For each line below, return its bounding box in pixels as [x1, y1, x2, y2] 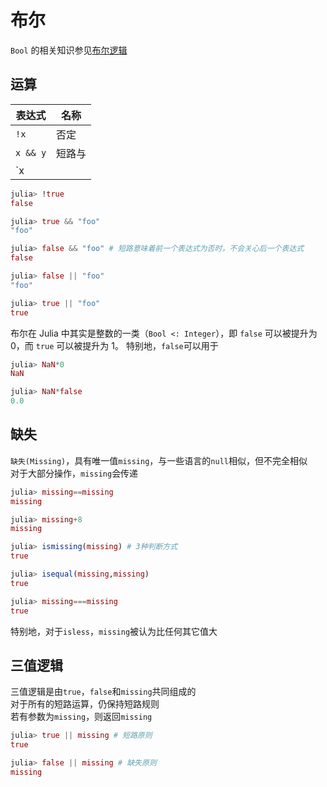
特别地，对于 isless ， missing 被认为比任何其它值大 [10, 625, 218, 637]
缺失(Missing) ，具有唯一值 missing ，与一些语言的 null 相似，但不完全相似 [10, 454, 308, 466]
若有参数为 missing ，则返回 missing [10, 711, 153, 723]
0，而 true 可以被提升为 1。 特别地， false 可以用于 [10, 339, 219, 351]
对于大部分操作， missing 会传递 [10, 467, 139, 479]
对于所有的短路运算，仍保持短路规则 [10, 698, 160, 710]
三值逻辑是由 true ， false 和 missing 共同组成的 [10, 686, 197, 698]
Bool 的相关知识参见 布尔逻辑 [10, 44, 128, 56]
